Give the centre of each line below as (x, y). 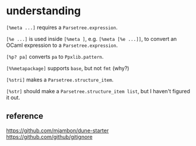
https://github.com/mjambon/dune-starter (57, 130)
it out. (13, 97)
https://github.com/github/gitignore (50, 137)
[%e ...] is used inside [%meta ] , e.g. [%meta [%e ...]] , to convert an (91, 39)
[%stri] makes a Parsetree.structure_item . (60, 80)
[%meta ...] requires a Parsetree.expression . (62, 27)
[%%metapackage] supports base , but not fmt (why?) (68, 68)
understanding (44, 11)
